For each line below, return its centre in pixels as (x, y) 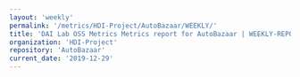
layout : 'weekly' (42, 17)
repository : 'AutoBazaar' (57, 50)
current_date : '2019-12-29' (62, 58)
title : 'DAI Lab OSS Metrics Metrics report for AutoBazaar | (127, 34)
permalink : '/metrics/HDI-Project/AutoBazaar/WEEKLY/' (113, 26)
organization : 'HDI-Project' (63, 42)
